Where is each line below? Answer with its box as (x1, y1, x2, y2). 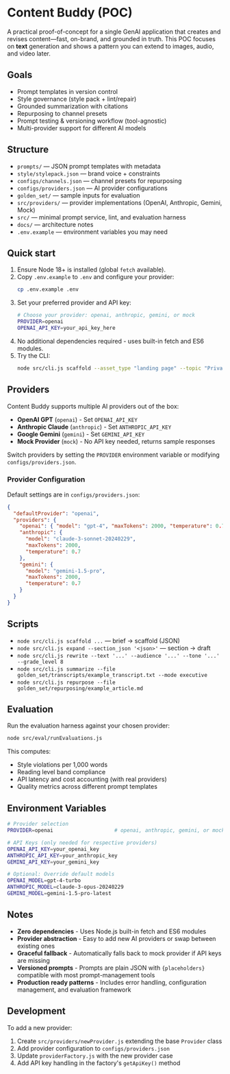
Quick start (7, 247, 56, 259)
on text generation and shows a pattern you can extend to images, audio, (7, 42, 214, 50)
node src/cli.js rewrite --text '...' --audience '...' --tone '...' (16, 652, 220, 659)
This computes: (7, 748, 51, 756)
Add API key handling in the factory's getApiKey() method (16, 1058, 181, 1067)
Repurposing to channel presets (16, 109, 107, 117)
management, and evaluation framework (16, 986, 131, 994)
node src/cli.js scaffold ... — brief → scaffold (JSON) (16, 636, 180, 645)
